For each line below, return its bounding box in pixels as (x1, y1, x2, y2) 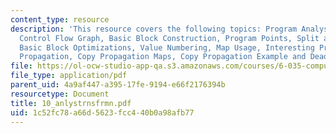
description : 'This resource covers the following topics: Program (10, 24, 298, 34)
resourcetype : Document (10, 89, 110, 99)
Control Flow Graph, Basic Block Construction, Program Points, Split (19, 33, 320, 43)
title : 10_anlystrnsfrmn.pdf (10, 98, 132, 108)
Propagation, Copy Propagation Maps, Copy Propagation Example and (19, 52, 307, 62)
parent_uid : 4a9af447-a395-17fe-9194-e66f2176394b (10, 80, 226, 90)
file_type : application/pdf (10, 71, 128, 81)
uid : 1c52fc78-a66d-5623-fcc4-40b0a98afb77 (10, 107, 195, 118)
